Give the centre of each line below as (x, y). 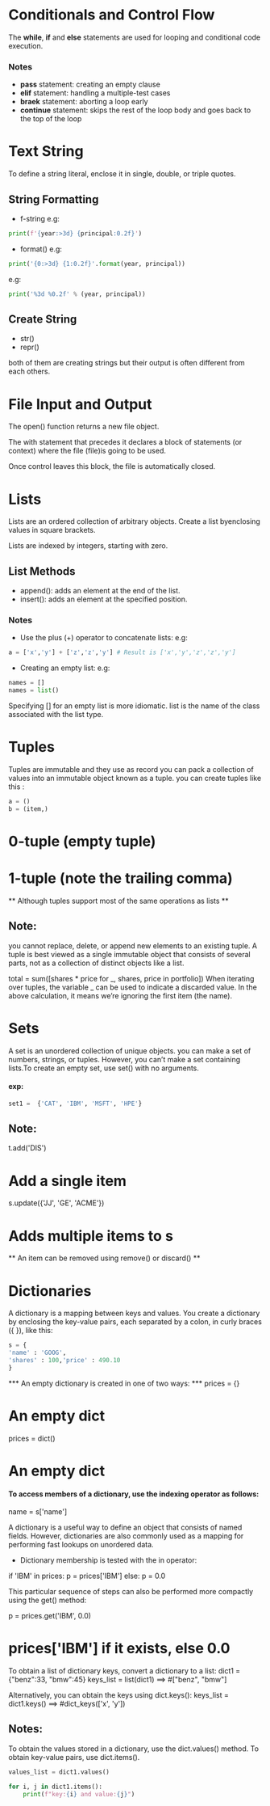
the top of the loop (51, 119)
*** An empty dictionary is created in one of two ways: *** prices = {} (124, 1383)
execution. (26, 45)
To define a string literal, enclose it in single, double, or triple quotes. (122, 174)
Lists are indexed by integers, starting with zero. (88, 546)
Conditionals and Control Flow (112, 15)
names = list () (34, 690)
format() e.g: (41, 249)
